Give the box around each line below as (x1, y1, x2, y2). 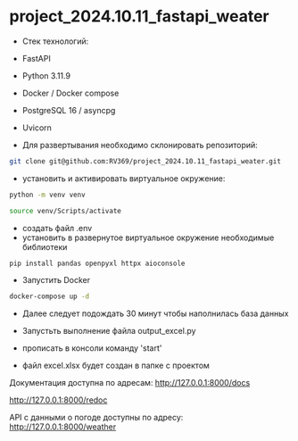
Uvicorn (21, 122, 52, 133)
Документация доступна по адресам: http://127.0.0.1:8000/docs (9, 378, 251, 388)
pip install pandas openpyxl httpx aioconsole (9, 259, 186, 268)
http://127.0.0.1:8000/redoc (9, 395, 108, 405)
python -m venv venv (9, 190, 87, 199)
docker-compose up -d (9, 292, 90, 301)
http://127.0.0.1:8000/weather (9, 421, 117, 432)
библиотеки (21, 241, 68, 252)
